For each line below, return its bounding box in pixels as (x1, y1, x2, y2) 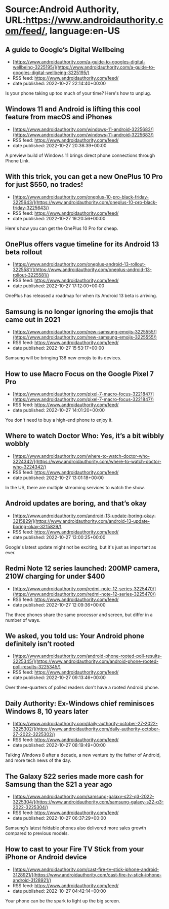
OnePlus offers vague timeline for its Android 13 (5, 240, 159, 249)
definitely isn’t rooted (5, 639, 75, 648)
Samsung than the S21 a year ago (5, 780, 112, 789)
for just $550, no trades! (5, 180, 83, 189)
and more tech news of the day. (5, 757, 72, 763)
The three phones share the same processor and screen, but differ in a (5, 612, 153, 618)
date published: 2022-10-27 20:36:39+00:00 (12, 142, 107, 148)
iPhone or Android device (5, 853, 87, 861)
